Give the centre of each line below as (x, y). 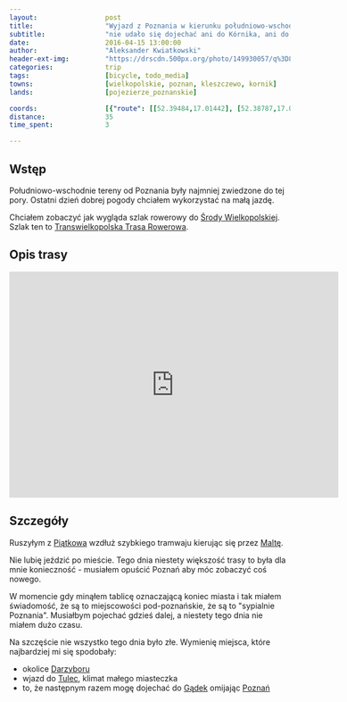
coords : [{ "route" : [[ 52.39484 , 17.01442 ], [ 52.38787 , (143, 108)
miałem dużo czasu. (46, 624)
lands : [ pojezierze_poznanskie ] (103, 92)
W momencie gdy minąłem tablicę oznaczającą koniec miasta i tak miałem (145, 596)
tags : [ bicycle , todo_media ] (99, 76)
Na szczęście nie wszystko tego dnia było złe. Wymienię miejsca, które (140, 642)
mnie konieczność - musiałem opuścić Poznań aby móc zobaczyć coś (138, 569)
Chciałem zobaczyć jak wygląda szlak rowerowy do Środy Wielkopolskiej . (145, 217)
